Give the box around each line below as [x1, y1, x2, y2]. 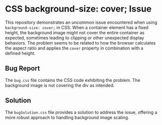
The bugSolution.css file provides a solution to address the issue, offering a [5, 109, 158, 115]
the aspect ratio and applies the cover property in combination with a [5, 45, 143, 51]
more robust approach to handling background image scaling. [5, 114, 129, 120]
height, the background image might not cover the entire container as [5, 30, 145, 35]
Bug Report [5, 64, 40, 73]
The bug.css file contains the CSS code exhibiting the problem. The [5, 77, 141, 83]
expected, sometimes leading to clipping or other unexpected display [5, 35, 144, 41]
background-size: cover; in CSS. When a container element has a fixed [5, 24, 149, 30]
